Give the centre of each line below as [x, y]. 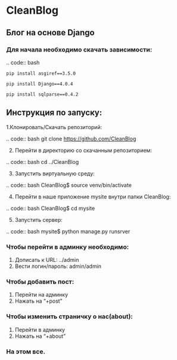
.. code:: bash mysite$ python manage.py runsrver [68, 231]
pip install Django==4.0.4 [40, 84]
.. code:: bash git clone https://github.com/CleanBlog [71, 139]
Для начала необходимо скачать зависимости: [79, 50]
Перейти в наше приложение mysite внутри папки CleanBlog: [93, 196]
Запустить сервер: [38, 219]
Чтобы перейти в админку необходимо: [68, 247]
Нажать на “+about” [40, 336]
